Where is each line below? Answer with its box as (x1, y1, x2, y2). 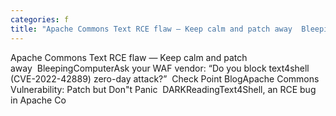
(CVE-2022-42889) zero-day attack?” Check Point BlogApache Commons (10, 72, 320, 85)
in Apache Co (10, 94, 67, 106)
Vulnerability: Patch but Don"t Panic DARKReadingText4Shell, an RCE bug (10, 83, 317, 95)
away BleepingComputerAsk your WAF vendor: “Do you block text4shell (10, 62, 310, 74)
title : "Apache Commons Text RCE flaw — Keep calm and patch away (10, 24, 293, 34)
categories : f (10, 14, 70, 25)
